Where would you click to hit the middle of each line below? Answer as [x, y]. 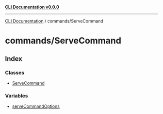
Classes [15, 73]
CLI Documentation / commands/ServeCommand [54, 21]
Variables [16, 95]
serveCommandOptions [36, 106]
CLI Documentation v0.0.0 [32, 7]
